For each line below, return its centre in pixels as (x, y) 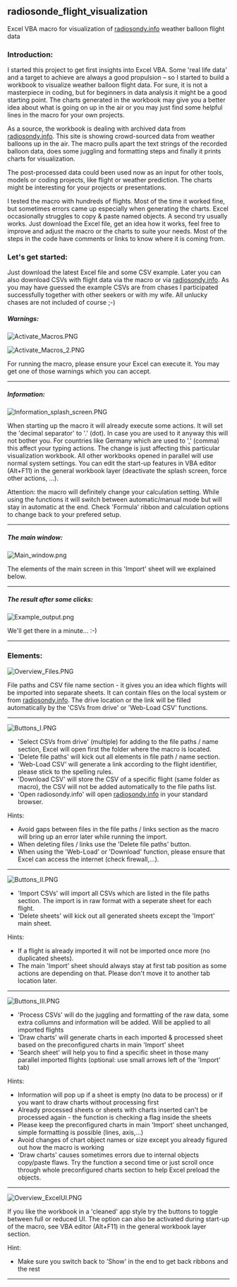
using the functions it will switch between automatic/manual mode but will (115, 500)
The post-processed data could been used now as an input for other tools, (116, 173)
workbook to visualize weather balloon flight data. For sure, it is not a (108, 85)
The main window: (35, 537)
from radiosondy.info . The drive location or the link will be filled (99, 700)
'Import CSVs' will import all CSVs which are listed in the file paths (114, 893)
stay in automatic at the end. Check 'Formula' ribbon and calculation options (118, 507)
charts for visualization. (41, 159)
